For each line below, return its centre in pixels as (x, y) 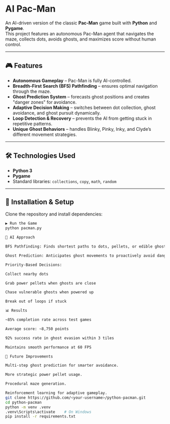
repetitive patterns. (32, 123)
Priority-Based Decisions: (34, 265)
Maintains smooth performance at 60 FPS (49, 347)
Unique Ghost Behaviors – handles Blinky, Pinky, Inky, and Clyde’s (82, 129)
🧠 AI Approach (20, 237)
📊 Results (16, 311)
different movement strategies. (45, 134)
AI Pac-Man (30, 9)
